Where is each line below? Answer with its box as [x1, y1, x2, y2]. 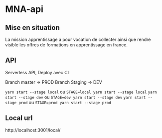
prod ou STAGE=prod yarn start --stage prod [18, 99, 111, 105]
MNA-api [5, 3, 43, 15]
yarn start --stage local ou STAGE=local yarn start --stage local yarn [5, 89, 157, 95]
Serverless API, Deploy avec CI [5, 69, 69, 75]
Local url [5, 114, 33, 123]
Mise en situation [5, 23, 60, 32]
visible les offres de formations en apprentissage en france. [5, 42, 128, 48]
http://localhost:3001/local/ [5, 127, 61, 133]
